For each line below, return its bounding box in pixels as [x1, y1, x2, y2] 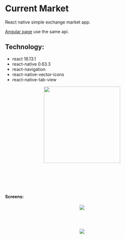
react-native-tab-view [12, 76, 57, 82]
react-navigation [12, 66, 46, 72]
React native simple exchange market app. [5, 19, 91, 25]
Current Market [5, 3, 69, 14]
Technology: [5, 43, 44, 51]
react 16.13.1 [12, 56, 36, 62]
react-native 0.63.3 [12, 61, 51, 67]
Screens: [5, 194, 24, 200]
